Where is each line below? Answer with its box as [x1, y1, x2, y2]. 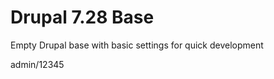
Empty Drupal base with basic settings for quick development [10, 39, 264, 51]
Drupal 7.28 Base [10, 6, 155, 29]
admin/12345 [10, 58, 65, 70]
